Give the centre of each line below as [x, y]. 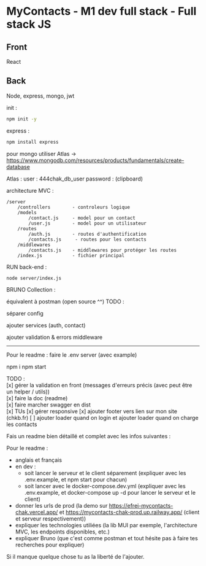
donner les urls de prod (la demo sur [61, 506]
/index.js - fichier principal [71, 255]
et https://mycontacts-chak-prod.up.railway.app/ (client [129, 512]
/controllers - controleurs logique [74, 207]
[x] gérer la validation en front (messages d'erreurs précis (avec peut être [99, 386]
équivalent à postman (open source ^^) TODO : [65, 301]
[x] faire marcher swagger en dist [48, 405]
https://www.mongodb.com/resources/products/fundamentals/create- [95, 160]
